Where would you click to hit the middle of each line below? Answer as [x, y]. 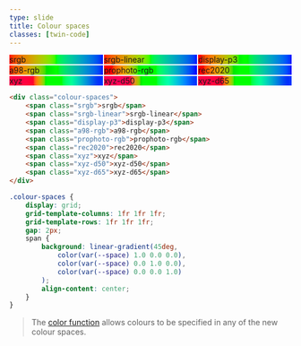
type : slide [31, 17]
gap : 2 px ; [44, 230]
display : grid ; [54, 205]
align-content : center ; [86, 289]
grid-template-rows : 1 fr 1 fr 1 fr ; [90, 222]
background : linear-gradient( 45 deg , [110, 247]
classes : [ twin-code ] [50, 34]
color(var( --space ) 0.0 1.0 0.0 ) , [121, 264]
